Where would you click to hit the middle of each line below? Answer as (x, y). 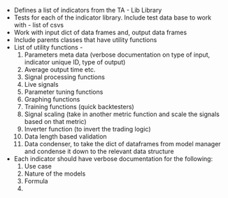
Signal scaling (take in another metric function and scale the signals (122, 114)
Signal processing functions (64, 77)
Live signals (41, 84)
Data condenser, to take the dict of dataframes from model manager (123, 144)
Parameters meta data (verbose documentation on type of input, (117, 55)
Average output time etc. (60, 70)
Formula (36, 181)
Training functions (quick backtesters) (79, 107)
